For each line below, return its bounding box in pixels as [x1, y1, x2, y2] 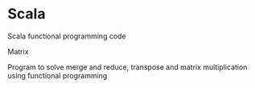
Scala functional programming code [7, 31, 126, 41]
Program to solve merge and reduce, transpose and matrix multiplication [7, 62, 248, 72]
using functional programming [7, 70, 108, 80]
